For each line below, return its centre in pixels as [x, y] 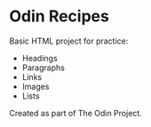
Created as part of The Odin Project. [75, 113]
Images [36, 86]
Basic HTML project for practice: [69, 41]
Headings [40, 58]
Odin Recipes [59, 16]
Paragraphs [43, 67]
